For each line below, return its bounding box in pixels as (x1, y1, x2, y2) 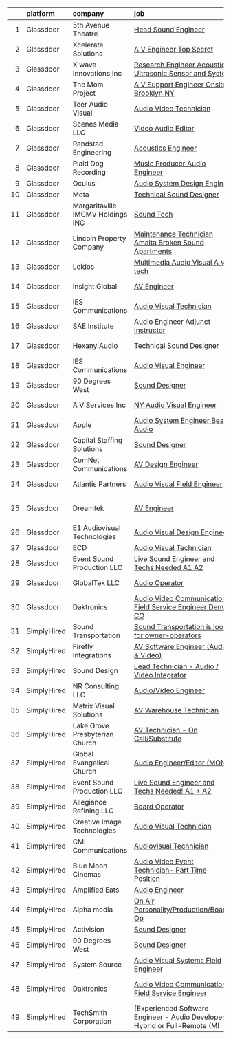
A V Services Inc (72, 400, 126, 410)
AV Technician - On (133, 725, 198, 734)
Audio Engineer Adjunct (133, 317, 211, 326)
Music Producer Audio (133, 159, 206, 168)
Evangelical (72, 758, 110, 767)
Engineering (72, 148, 112, 157)
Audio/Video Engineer (133, 686, 205, 695)
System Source (72, 960, 122, 969)
